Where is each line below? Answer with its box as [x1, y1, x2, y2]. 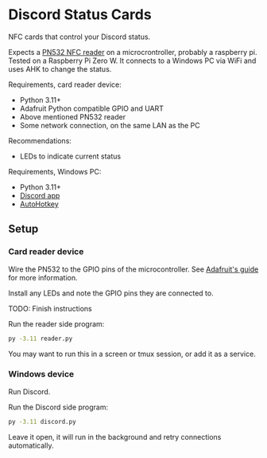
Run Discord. [8, 386, 51, 396]
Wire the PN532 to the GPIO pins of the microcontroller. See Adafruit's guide [8, 264, 259, 274]
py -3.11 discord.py [8, 417, 77, 425]
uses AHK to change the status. [8, 64, 112, 73]
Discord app [19, 190, 60, 200]
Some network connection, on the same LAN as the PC [19, 120, 200, 130]
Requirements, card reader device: [8, 80, 122, 89]
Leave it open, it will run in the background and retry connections [8, 432, 222, 441]
